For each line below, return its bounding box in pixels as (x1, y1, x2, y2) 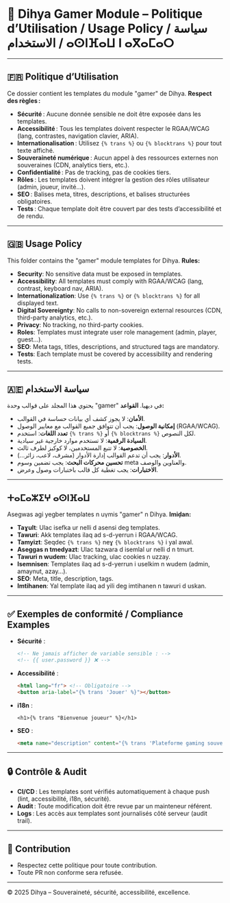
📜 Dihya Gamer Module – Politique (7, 6, 203, 22)
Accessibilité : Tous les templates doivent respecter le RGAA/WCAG (16, 124, 210, 132)
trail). (16, 817, 32, 825)
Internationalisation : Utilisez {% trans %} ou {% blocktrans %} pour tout (16, 139, 222, 147)
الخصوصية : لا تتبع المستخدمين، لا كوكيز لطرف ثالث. (16, 444, 149, 452)
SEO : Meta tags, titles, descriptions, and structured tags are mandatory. (16, 342, 220, 350)
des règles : (7, 96, 41, 105)
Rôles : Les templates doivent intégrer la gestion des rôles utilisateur (16, 175, 210, 184)
